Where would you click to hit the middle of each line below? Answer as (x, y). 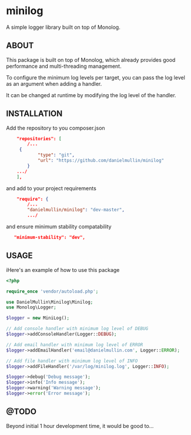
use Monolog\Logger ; (31, 307)
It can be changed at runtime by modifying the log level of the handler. (91, 95)
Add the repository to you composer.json (56, 128)
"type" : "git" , (56, 155)
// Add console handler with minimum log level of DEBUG (77, 329)
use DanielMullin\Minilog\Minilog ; (50, 302)
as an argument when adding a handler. (54, 84)
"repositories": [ (39, 139)
